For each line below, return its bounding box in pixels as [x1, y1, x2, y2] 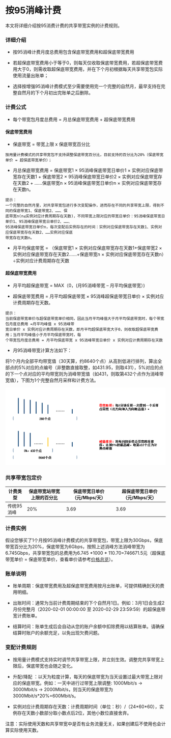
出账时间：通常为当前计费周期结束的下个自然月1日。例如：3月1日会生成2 [12, 600, 165, 606]
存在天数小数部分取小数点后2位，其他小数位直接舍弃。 [17, 709, 132, 716]
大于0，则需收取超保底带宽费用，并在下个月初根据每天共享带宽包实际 [17, 66, 163, 72]
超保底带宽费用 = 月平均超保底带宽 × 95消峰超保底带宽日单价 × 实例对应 [12, 293, 164, 299]
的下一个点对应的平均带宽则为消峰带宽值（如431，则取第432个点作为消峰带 [5, 371, 164, 377]
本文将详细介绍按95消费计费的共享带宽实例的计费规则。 [5, 22, 122, 29]
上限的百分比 [31, 495, 58, 501]
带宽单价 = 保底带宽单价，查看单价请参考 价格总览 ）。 [5, 556, 116, 562]
